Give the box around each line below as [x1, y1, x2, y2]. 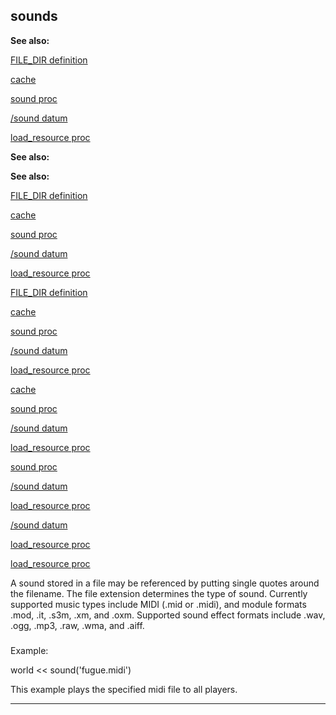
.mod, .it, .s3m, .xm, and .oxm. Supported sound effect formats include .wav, [10, 609, 326, 621]
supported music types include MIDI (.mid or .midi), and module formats [10, 598, 307, 610]
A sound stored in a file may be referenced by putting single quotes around [10, 577, 320, 589]
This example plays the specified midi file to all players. [10, 683, 238, 695]
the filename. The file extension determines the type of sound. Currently [10, 587, 308, 599]
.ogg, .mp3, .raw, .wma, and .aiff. [10, 619, 145, 631]
